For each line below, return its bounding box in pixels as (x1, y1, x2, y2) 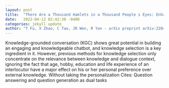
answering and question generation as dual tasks (5, 77, 107, 83)
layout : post (5, 7, 33, 13)
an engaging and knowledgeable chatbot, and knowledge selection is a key (5, 45, 161, 51)
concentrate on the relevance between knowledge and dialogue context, (5, 56, 156, 62)
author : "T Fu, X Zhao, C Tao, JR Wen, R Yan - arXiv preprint (5, 26, 141, 31)
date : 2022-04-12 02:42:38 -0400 (5, 17, 80, 22)
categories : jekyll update (5, 21, 62, 27)
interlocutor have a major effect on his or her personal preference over (5, 66, 152, 73)
